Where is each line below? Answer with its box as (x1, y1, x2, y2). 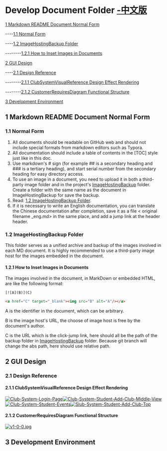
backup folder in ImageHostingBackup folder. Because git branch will (5, 338, 147, 343)
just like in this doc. (12, 155, 52, 161)
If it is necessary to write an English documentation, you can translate (12, 203, 155, 209)
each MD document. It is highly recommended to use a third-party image (5, 247, 155, 253)
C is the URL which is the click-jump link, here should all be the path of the (5, 333, 158, 338)
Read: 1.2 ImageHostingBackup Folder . (12, 197, 92, 203)
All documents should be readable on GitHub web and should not (12, 139, 146, 145)
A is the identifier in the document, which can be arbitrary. (5, 308, 124, 314)
